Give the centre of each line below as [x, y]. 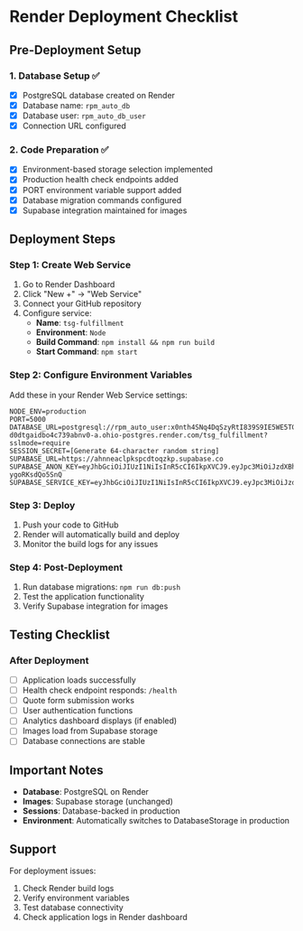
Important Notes [56, 770]
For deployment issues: [53, 871]
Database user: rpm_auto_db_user [84, 116]
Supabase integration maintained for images [105, 210]
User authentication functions [78, 711]
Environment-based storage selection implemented [118, 170]
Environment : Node [71, 332]
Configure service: [57, 313]
